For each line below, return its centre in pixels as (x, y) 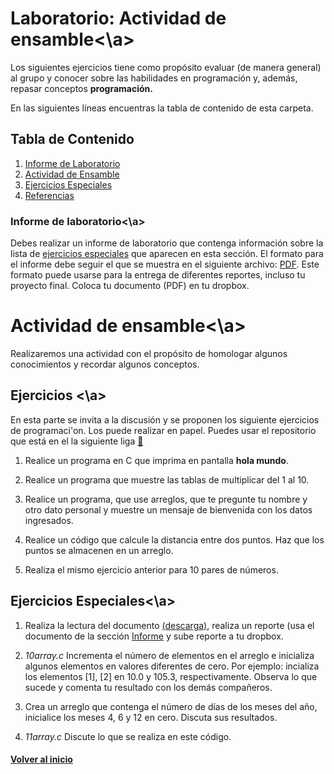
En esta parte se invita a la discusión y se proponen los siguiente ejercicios (165, 419)
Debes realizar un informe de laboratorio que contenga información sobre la (167, 243)
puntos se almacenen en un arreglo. (99, 550)
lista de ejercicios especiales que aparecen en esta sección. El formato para (167, 254)
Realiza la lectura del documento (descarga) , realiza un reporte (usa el (169, 625)
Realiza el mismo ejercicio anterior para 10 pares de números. (151, 569)
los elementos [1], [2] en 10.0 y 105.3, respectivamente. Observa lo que (171, 676)
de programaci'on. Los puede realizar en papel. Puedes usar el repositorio (163, 430)
